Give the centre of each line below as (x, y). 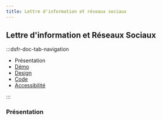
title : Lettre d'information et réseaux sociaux (66, 11)
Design (23, 73)
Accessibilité (30, 85)
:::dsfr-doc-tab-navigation (37, 49)
